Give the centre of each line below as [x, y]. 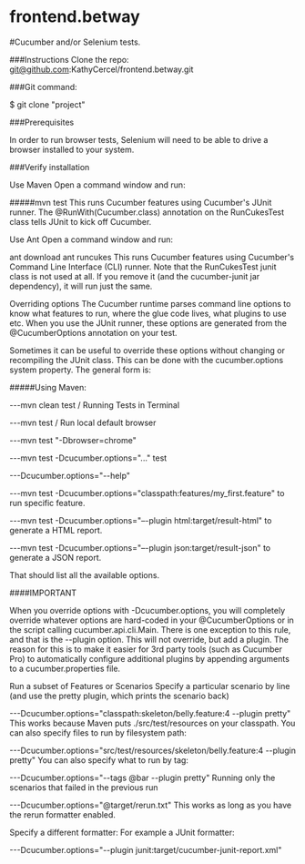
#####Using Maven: [48, 387]
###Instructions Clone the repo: [69, 59]
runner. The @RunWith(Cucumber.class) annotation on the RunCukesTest [147, 212]
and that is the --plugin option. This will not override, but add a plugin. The [149, 639]
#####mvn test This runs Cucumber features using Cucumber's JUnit [141, 202]
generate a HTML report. [56, 530]
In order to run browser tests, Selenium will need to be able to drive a [139, 139]
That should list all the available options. [85, 574]
